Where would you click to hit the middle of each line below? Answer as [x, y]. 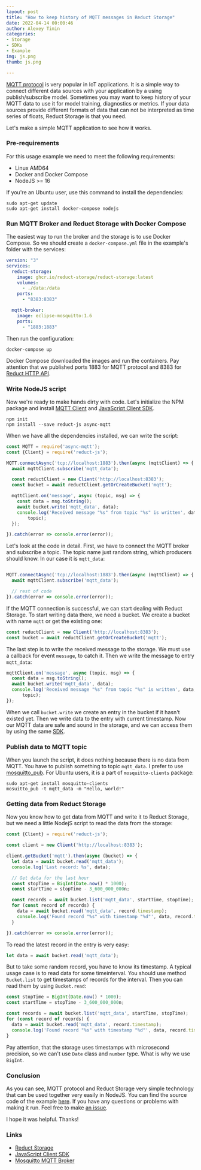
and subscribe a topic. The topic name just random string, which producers [99, 552]
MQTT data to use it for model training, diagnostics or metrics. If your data [98, 103]
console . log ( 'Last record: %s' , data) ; [61, 867]
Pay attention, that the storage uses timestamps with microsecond [88, 1047]
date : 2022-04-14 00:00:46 [40, 23]
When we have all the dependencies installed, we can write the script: [92, 435]
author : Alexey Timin [33, 28]
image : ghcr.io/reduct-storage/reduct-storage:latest [85, 277]
